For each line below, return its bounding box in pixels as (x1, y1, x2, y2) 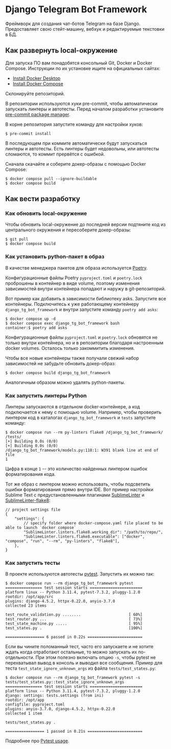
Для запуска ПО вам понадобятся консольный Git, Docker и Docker (5, 60, 153, 66)
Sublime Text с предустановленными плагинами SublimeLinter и (5, 492, 144, 498)
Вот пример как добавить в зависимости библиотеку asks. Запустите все (5, 295, 166, 301)
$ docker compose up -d (5, 316, 56, 321)
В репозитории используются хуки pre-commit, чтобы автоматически (5, 100, 158, 106)
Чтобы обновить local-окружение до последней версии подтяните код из (5, 222, 166, 228)
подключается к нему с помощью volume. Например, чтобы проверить (5, 409, 162, 415)
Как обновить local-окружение (5, 210, 87, 217)
